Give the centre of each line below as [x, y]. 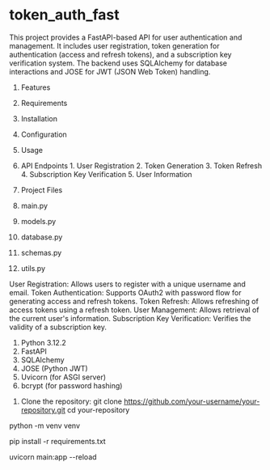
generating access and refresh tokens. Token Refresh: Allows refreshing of [134, 301]
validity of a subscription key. [58, 327]
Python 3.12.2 [44, 342]
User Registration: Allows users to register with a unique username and [127, 284]
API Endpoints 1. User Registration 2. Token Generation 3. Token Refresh [141, 165]
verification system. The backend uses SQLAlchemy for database [118, 63]
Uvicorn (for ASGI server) [63, 377]
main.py [34, 205]
